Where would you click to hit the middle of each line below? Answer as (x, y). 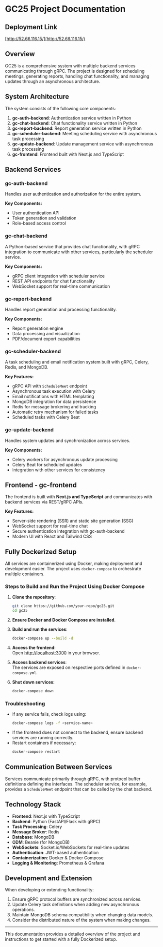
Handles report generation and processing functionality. (61, 309)
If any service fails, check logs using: (49, 714)
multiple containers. (25, 574)
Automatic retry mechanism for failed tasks (55, 412)
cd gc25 (20, 611)
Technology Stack (33, 804)
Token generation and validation (44, 218)
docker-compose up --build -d (43, 638)
